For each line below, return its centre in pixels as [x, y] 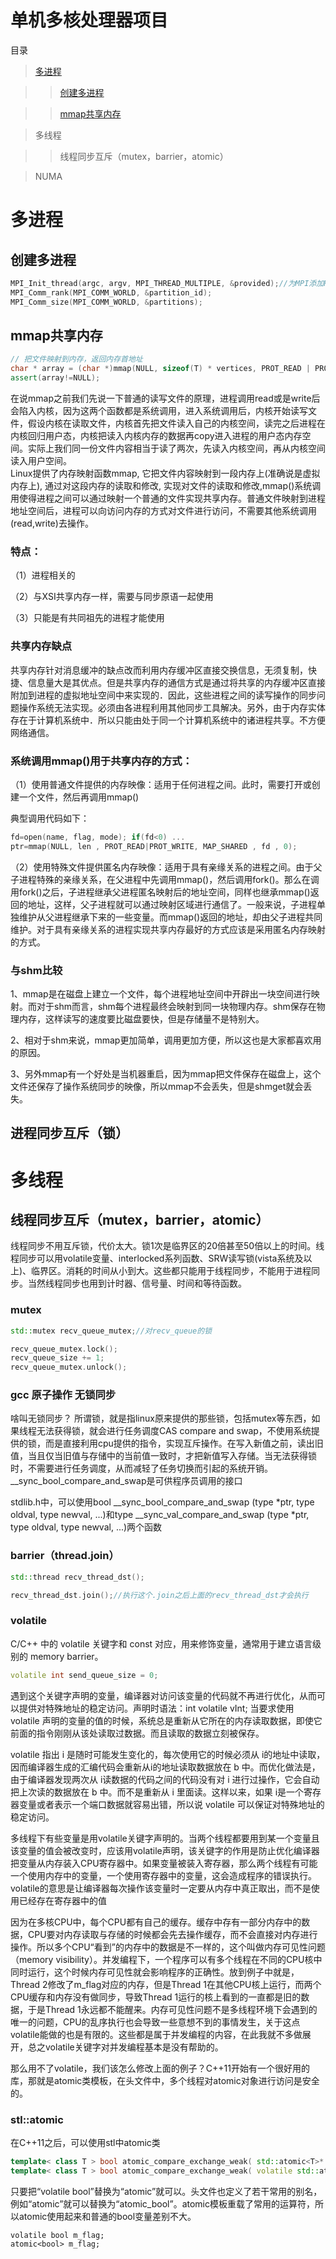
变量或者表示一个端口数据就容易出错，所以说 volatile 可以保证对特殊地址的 [171, 1804]
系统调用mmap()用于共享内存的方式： [101, 761]
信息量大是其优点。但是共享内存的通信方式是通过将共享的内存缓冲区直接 [176, 682]
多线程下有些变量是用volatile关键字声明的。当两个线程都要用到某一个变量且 [165, 1838]
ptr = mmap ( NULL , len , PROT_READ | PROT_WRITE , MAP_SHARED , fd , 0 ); [154, 846]
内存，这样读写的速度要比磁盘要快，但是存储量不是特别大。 [141, 1018]
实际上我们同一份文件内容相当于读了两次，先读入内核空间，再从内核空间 [176, 448]
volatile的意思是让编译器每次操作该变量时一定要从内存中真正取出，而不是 [161, 1888]
